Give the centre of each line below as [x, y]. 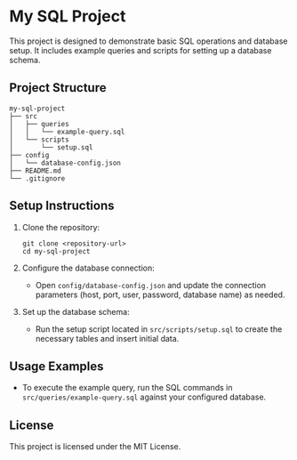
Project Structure [58, 88]
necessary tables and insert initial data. [107, 338]
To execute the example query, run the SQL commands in [127, 388]
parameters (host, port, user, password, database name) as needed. [160, 295]
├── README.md [36, 171]
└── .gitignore [37, 178]
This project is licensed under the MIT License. [95, 447]
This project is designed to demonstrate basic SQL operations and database [148, 41]
